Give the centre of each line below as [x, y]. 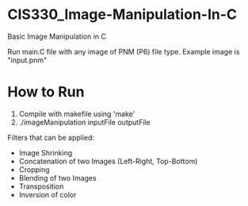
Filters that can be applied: [51, 137]
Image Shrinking [46, 152]
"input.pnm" [27, 60]
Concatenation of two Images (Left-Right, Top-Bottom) [108, 161]
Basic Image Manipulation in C [57, 36]
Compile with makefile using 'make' [77, 114]
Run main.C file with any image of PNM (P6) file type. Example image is [124, 51]
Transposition [41, 186]
